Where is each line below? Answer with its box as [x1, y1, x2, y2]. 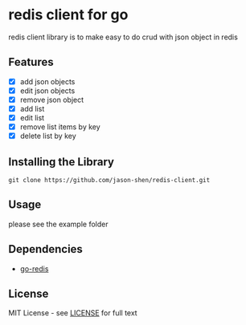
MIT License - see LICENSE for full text [8, 308, 138, 318]
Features [8, 55, 54, 69]
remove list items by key [19, 122, 100, 132]
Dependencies [8, 242, 83, 256]
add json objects [19, 76, 76, 86]
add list [19, 104, 45, 113]
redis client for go [8, 6, 129, 24]
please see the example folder [8, 219, 109, 229]
